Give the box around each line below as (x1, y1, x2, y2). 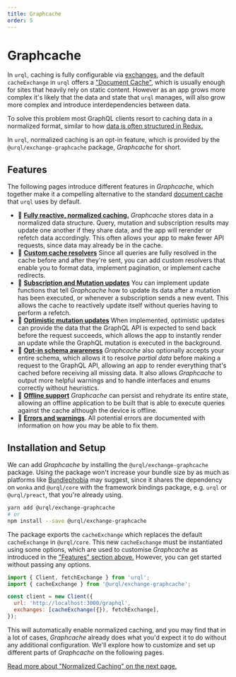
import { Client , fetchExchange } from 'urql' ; (7, 574, 151, 581)
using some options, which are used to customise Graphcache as (7, 545, 199, 553)
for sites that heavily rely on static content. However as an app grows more (7, 86, 226, 94)
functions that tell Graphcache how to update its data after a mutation (17, 286, 221, 295)
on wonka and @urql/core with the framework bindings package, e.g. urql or (7, 483, 228, 492)
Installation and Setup (7, 442, 106, 454)
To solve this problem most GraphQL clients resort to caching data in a (7, 114, 213, 123)
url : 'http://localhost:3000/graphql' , (13, 600, 131, 607)
